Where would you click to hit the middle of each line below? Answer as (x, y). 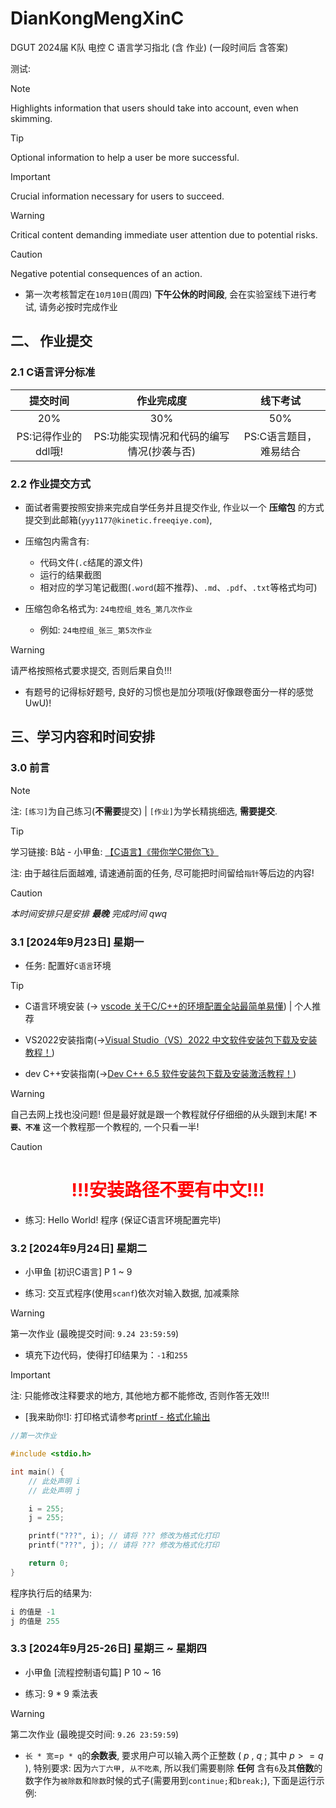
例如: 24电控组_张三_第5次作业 (96, 629)
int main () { (37, 1472)
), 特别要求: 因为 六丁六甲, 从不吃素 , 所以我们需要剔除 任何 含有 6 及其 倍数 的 (173, 1768)
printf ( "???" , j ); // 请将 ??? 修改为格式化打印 (124, 1545)
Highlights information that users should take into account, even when (154, 108)
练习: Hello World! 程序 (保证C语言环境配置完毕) (123, 1219)
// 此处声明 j (54, 1490)
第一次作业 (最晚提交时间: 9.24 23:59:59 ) (95, 1334)
